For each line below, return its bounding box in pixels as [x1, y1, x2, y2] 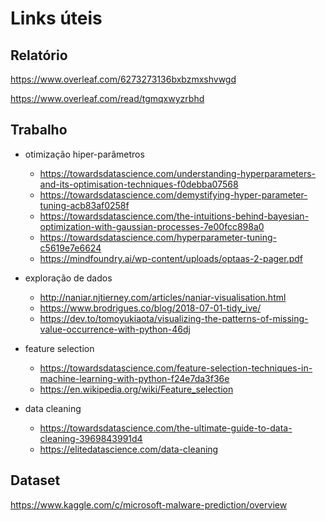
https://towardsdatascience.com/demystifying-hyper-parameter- [39, 188, 308, 201]
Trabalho [10, 122, 68, 139]
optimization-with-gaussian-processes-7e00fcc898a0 [39, 220, 265, 232]
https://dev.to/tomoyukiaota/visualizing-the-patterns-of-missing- [39, 312, 309, 324]
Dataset [10, 472, 61, 489]
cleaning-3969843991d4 [39, 432, 143, 444]
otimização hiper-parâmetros [24, 148, 145, 160]
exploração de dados [24, 272, 113, 284]
